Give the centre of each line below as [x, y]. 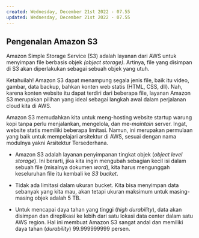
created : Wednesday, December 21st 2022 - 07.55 [68, 12]
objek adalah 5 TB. [58, 198]
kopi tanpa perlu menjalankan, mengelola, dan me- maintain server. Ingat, [97, 124]
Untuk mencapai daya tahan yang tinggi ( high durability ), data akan [98, 210]
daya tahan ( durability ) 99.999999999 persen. [72, 229]
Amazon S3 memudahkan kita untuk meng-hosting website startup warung [99, 118]
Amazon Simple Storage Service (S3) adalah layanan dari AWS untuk [91, 56]
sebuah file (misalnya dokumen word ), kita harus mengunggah [92, 167]
